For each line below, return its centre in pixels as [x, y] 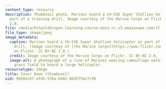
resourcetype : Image [26, 70]
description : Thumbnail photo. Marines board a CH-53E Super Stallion [79, 14]
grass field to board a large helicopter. [58, 65]
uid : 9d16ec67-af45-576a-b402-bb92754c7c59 [51, 79]
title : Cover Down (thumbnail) [37, 74]
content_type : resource [30, 10]
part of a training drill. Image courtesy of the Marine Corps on [79, 19]
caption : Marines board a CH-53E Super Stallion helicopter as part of [85, 42]
